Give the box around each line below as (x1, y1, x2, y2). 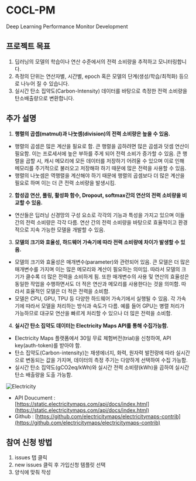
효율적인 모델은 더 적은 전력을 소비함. (25, 288, 110, 295)
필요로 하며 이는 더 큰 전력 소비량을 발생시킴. (14, 179, 116, 186)
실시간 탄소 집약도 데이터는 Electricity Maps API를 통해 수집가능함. (14, 322, 169, 329)
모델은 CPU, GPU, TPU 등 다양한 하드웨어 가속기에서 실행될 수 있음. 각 (14, 295, 176, 302)
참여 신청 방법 (6, 437, 53, 447)
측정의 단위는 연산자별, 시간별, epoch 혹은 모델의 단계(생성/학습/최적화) (14, 73, 178, 80)
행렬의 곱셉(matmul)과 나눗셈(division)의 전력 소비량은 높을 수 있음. (14, 130, 171, 137)
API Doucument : (14, 394, 56, 401)
